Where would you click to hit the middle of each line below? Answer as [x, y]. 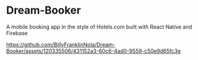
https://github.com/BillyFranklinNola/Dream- [61, 45]
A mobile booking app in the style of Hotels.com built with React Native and [99, 27]
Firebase [17, 33]
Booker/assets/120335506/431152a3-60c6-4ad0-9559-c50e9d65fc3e [94, 50]
